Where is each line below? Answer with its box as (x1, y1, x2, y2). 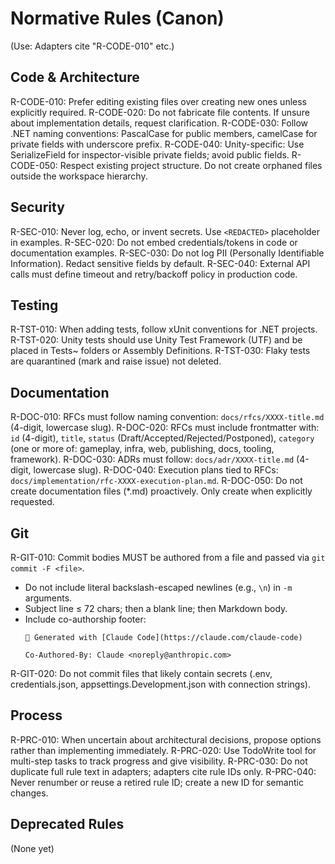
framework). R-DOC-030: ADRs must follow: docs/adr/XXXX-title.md (10, 453, 295, 466)
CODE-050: (10, 159, 58, 171)
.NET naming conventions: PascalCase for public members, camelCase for (10, 127, 318, 139)
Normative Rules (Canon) (10, 7, 225, 30)
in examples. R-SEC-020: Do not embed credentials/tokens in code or (10, 236, 298, 248)
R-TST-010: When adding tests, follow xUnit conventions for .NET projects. (10, 323, 318, 336)
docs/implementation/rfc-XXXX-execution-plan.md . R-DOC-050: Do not (10, 475, 303, 487)
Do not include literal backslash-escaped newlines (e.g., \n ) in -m (24, 582, 293, 593)
